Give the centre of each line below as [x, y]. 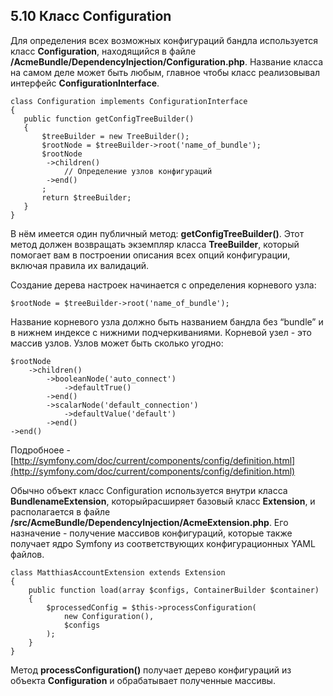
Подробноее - [40, 450]
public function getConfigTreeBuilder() [109, 119]
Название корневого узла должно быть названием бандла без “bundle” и [167, 321]
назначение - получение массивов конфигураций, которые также [151, 533]
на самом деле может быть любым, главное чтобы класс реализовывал [165, 72]
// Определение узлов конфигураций [138, 171]
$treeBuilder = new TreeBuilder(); [115, 136]
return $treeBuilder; [86, 197]
